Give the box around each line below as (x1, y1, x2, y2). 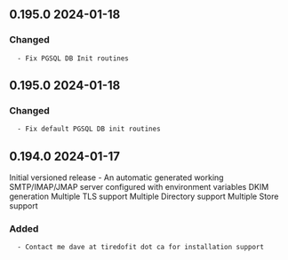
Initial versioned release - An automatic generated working (9, 172, 224, 183)
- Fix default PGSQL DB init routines (17, 124, 162, 134)
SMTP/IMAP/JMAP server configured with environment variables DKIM (9, 182, 269, 193)
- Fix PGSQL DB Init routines (17, 53, 129, 63)
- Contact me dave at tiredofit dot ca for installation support (17, 243, 265, 252)
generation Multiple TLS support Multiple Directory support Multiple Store (9, 191, 279, 202)
